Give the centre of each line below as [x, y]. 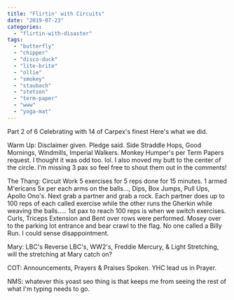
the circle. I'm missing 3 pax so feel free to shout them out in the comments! [117, 167]
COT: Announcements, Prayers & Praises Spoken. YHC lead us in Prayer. [112, 268]
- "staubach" [33, 86]
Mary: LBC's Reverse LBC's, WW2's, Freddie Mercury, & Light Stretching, [113, 247]
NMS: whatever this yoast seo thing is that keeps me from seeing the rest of [117, 281]
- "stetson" [31, 92]
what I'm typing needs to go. [49, 289]
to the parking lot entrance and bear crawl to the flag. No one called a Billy [115, 226]
